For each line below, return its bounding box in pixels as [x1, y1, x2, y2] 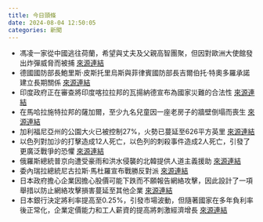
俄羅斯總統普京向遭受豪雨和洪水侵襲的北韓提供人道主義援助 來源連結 [19, 156, 241, 166]
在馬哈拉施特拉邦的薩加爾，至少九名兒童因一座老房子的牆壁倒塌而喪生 [19, 107, 247, 117]
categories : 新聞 [8, 26, 63, 34]
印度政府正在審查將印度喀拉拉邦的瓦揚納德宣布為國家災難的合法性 [19, 88, 232, 97]
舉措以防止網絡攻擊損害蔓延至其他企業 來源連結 [19, 186, 173, 195]
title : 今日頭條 [8, 11, 56, 20]
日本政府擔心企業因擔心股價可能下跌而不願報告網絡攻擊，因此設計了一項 [19, 176, 253, 185]
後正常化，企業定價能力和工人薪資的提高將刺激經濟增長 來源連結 [19, 206, 228, 215]
